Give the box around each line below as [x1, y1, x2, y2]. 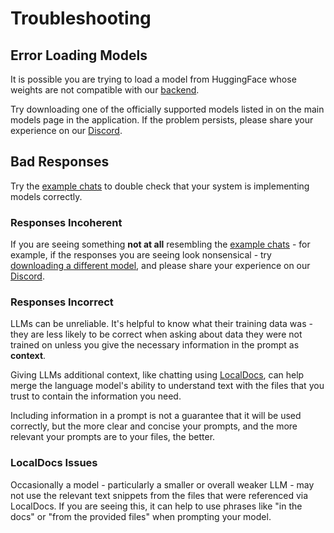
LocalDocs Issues [10, 456, 98, 470]
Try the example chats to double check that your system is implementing [10, 180, 310, 192]
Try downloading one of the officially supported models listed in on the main [10, 103, 325, 115]
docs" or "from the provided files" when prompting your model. [10, 510, 272, 522]
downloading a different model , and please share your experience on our [10, 260, 311, 272]
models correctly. [10, 190, 83, 202]
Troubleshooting [10, 7, 152, 30]
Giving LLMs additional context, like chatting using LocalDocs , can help [10, 369, 305, 381]
